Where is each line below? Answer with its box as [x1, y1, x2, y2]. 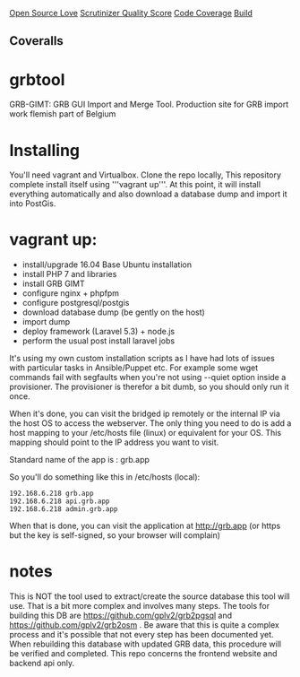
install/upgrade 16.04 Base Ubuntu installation [21, 259, 193, 270]
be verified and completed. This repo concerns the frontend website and [9, 648, 278, 659]
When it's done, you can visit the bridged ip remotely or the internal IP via [9, 408, 280, 420]
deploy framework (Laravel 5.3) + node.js [21, 326, 176, 337]
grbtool [9, 69, 65, 90]
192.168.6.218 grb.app [9, 489, 94, 499]
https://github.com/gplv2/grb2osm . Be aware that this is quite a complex [9, 620, 279, 630]
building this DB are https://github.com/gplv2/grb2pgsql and [9, 610, 233, 621]
